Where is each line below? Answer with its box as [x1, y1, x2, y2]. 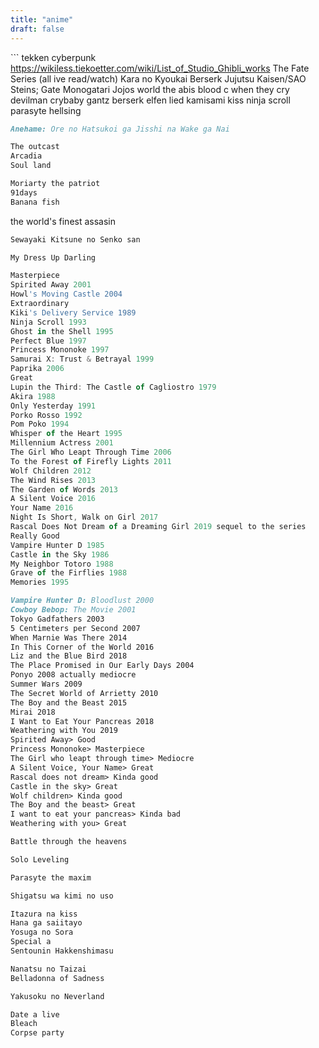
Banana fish [10, 197, 60, 207]
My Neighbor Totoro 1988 [10, 559, 114, 569]
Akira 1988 [10, 391, 56, 401]
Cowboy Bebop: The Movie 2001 [10, 605, 137, 615]
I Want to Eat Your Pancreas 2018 [10, 716, 155, 726]
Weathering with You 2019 [10, 726, 118, 736]
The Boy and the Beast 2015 [10, 697, 128, 708]
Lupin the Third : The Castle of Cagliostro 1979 [10, 382, 217, 392]
